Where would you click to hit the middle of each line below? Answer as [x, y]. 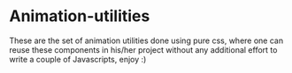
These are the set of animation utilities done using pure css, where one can [146, 40]
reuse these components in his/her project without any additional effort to [143, 49]
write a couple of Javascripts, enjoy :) [78, 59]
